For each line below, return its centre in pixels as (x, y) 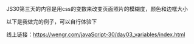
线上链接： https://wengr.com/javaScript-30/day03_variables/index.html (96, 34)
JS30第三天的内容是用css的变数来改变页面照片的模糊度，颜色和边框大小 (97, 9)
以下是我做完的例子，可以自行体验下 (52, 22)
